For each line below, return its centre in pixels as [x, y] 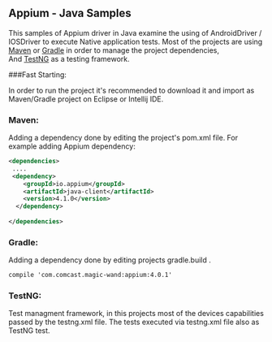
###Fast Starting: [38, 74]
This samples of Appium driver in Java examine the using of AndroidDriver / [135, 32]
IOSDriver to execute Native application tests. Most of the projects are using [136, 41]
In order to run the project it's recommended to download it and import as [132, 90]
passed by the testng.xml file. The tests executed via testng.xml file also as [134, 322]
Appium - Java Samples [70, 13]
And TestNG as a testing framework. [69, 58]
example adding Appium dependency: [72, 146]
